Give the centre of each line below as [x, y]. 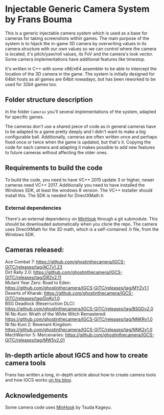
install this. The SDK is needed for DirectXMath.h [54, 195]
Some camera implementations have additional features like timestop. [75, 59]
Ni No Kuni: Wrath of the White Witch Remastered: [56, 314]
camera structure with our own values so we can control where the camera [81, 49]
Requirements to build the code [54, 168]
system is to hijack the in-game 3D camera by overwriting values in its [76, 43]
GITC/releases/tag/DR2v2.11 [33, 277]
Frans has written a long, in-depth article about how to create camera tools [81, 375]
